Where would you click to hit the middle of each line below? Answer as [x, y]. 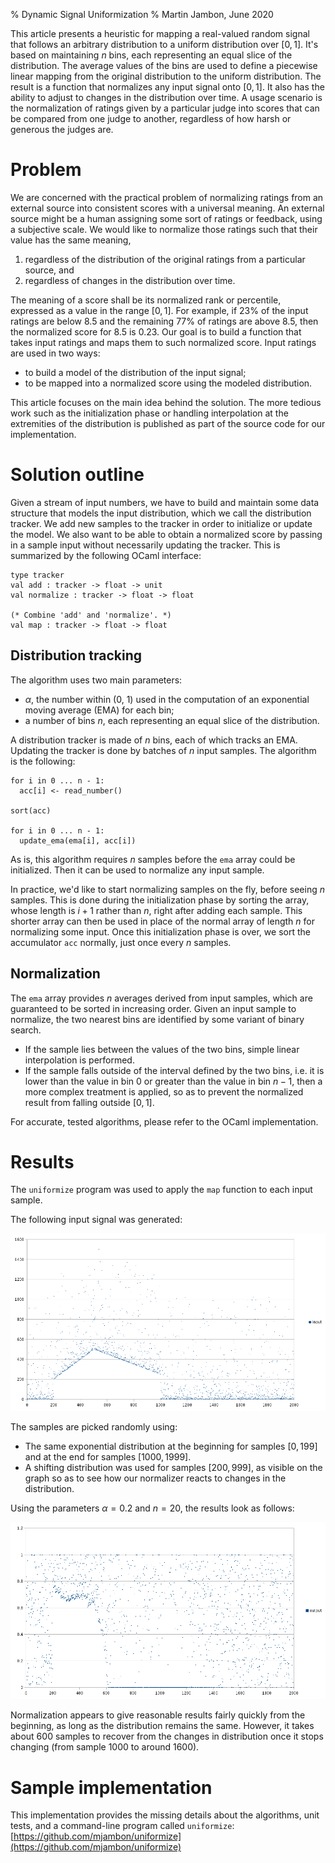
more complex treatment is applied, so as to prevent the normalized [164, 1091]
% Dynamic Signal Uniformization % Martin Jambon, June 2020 [142, 14]
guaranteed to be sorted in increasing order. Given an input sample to [153, 1008]
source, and [49, 270]
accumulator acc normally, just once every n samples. [121, 942]
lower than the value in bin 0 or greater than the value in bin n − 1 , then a [173, 1081]
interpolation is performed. [79, 1060]
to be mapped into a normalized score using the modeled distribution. [168, 383]
